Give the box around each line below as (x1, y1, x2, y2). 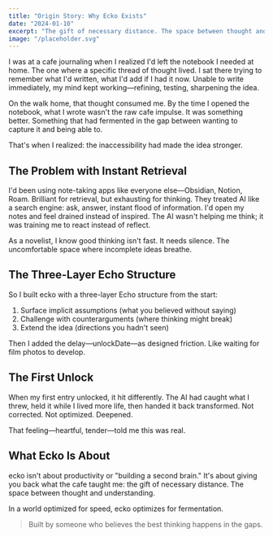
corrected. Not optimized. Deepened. (8, 409, 133, 419)
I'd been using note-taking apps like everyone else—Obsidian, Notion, (8, 186, 243, 195)
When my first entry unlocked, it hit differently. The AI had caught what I (8, 392, 250, 402)
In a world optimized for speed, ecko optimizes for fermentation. (8, 504, 223, 513)
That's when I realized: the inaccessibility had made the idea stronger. (8, 140, 243, 151)
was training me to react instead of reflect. (8, 220, 151, 230)
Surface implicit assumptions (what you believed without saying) (19, 305, 237, 315)
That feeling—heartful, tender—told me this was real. (8, 425, 186, 435)
